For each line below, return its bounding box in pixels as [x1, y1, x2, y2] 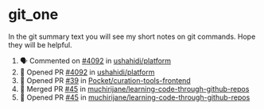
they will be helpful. [8, 40, 73, 49]
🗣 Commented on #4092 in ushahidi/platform [19, 55, 172, 65]
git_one [8, 6, 59, 24]
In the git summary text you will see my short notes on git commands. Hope [8, 32, 256, 41]
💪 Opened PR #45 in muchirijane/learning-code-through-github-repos [19, 93, 250, 102]
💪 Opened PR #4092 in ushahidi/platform [19, 67, 155, 77]
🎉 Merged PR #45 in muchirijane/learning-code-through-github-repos [19, 84, 250, 93]
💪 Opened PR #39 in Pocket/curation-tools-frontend [19, 75, 191, 85]
